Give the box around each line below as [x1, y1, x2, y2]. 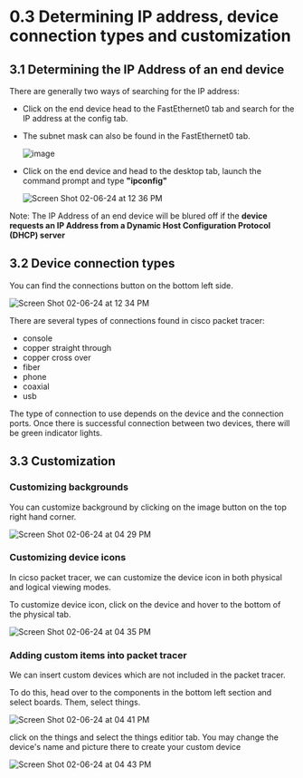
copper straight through [22, 342, 112, 353]
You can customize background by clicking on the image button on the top [9, 501, 288, 512]
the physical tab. [9, 608, 71, 619]
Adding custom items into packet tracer [9, 648, 187, 661]
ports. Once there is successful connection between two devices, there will [9, 417, 290, 428]
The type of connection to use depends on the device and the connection [9, 408, 284, 419]
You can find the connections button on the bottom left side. [9, 279, 233, 291]
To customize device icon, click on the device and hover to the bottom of [9, 598, 281, 609]
